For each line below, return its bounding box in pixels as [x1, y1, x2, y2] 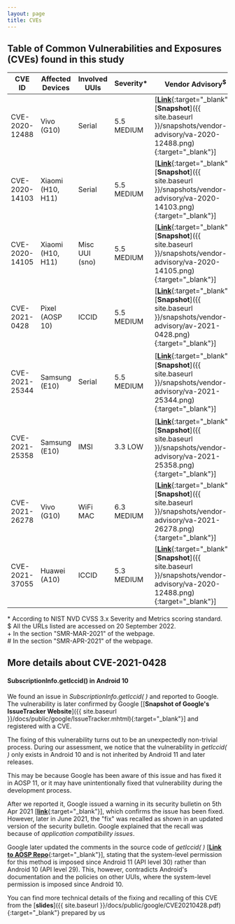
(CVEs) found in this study [7, 53, 124, 65]
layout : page [7, 10, 45, 17]
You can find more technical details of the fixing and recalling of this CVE [7, 893, 218, 902]
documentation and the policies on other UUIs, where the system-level [7, 872, 211, 881]
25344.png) [154, 395, 195, 405]
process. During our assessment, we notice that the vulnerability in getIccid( [7, 742, 227, 751]
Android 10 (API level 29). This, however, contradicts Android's [7, 865, 187, 874]
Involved [78, 74, 108, 84]
